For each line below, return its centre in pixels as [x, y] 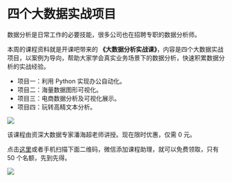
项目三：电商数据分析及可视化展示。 [69, 98]
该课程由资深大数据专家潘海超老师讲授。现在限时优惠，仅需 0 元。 [101, 134]
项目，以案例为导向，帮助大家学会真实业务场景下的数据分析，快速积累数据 [113, 58]
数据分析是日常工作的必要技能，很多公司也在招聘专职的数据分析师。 [104, 34]
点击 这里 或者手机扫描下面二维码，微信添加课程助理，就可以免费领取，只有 [113, 149]
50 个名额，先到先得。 [39, 158]
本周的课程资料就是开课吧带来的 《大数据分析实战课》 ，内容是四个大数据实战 [115, 49]
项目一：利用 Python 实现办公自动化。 [71, 81]
